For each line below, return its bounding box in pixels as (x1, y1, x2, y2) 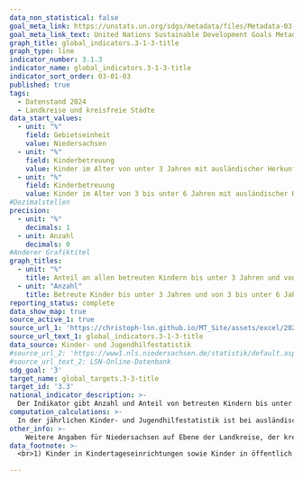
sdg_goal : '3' (9, 365, 63, 374)
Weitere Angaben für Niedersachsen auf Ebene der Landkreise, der (25, 432, 280, 442)
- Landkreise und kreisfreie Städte (17, 106, 155, 115)
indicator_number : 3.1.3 (9, 55, 103, 64)
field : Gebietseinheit (25, 131, 111, 140)
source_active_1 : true (9, 315, 95, 325)
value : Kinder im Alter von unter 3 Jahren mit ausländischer (25, 164, 264, 173)
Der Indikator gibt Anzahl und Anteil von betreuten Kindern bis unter (17, 399, 293, 409)
